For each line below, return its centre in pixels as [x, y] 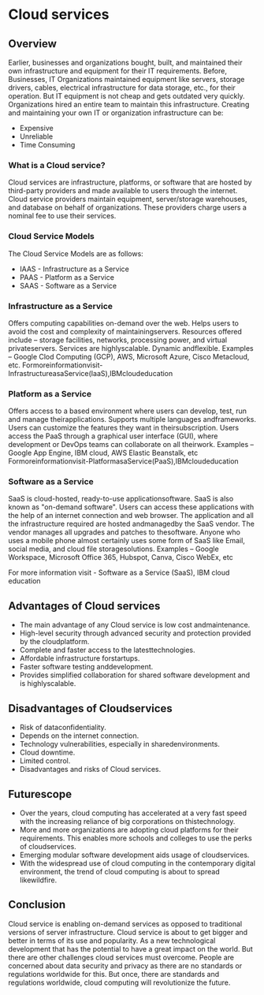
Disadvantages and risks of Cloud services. [90, 770]
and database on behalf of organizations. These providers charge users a [127, 207]
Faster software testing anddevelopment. [86, 667]
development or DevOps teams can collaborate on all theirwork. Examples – [131, 445]
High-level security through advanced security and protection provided [135, 633]
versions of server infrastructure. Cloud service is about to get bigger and [128, 932]
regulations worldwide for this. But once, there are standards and [113, 974]
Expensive [36, 128]
